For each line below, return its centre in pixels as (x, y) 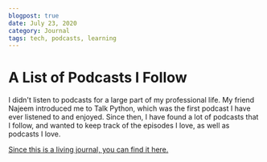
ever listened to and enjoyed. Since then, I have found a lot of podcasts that (133, 117)
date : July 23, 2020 (43, 23)
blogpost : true (34, 16)
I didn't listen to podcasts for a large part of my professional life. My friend (131, 100)
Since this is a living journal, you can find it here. (88, 150)
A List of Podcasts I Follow (98, 78)
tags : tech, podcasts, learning (62, 38)
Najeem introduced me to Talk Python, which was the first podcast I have (129, 108)
